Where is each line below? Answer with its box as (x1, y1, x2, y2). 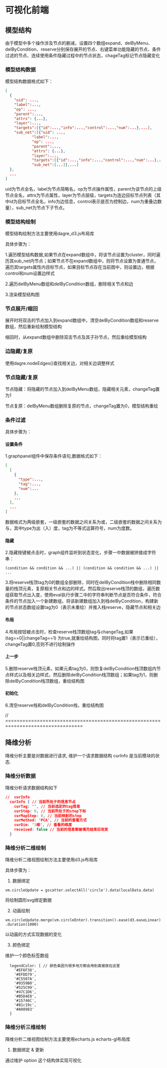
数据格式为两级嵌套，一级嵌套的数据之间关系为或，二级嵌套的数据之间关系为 (5, 519, 162, 525)
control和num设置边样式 (5, 270, 55, 276)
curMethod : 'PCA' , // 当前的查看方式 (14, 818, 87, 823)
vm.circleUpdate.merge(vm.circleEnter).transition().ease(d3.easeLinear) (5, 918, 162, 923)
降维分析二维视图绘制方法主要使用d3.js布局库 (5, 857, 98, 863)
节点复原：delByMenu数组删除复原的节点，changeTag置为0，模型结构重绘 (5, 403, 158, 409)
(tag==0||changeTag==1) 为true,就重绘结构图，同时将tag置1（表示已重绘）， (5, 635, 161, 641)
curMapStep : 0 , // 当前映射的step (14, 813, 82, 818)
